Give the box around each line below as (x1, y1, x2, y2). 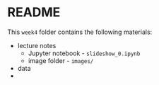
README (7, 4, 61, 21)
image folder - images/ (28, 56, 94, 64)
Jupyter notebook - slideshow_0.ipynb (28, 49, 141, 57)
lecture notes (17, 41, 57, 50)
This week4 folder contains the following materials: (7, 28, 153, 36)
